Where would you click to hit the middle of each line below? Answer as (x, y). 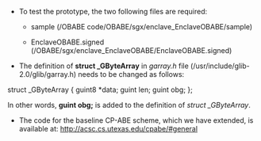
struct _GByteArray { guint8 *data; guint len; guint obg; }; (100, 90)
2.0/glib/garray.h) (48, 74)
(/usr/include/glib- (221, 66)
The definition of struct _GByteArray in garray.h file (104, 66)
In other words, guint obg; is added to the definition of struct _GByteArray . (129, 105)
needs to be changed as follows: (131, 74)
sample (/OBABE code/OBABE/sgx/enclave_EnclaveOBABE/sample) (142, 27)
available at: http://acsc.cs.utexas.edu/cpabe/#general (108, 129)
